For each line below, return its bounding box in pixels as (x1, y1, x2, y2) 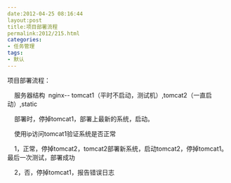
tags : (7, 50, 23, 57)
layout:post (7, 17, 42, 24)
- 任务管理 (7, 43, 35, 50)
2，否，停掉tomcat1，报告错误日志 (13, 168, 114, 176)
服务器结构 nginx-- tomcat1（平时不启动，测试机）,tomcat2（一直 (13, 90, 206, 99)
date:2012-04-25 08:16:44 (7, 10, 83, 18)
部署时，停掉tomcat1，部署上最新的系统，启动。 (13, 114, 154, 123)
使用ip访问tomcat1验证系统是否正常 (13, 129, 117, 137)
